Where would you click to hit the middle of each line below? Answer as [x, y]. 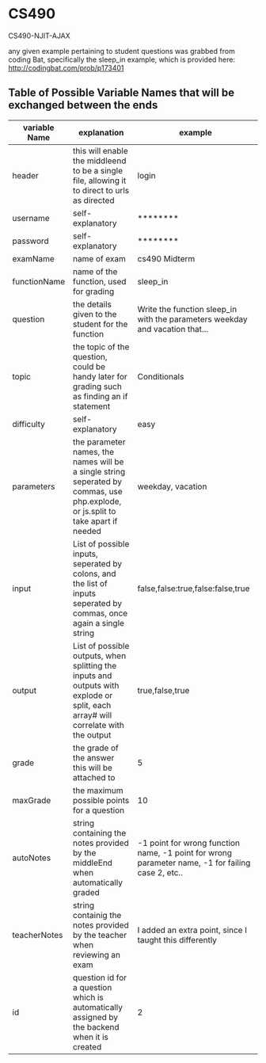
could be [89, 367]
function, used [99, 281]
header [26, 175]
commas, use [97, 491]
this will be [93, 768]
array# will [92, 715]
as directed [93, 200]
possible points [101, 800]
